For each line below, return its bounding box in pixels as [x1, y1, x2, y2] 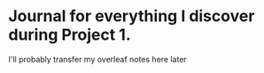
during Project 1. [8, 25, 132, 45]
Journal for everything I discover [8, 6, 255, 26]
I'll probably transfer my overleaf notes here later [8, 54, 187, 64]
